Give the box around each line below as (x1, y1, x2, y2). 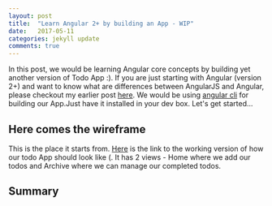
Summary (8, 184, 59, 199)
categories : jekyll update (8, 34, 100, 43)
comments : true (8, 42, 60, 50)
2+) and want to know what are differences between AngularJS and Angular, (8, 82, 265, 92)
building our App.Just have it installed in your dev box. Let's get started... (8, 99, 253, 109)
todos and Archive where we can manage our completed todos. (8, 161, 222, 170)
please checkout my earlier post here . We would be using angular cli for (8, 90, 249, 100)
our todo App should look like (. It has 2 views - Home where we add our (8, 152, 251, 162)
